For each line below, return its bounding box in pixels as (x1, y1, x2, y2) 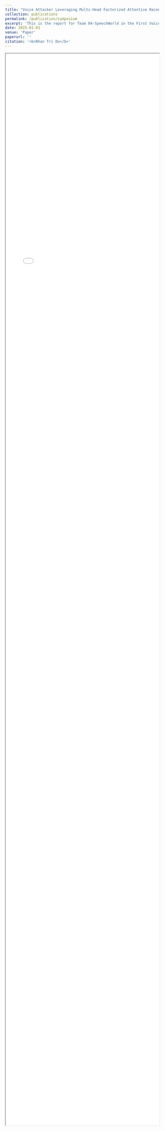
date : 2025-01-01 (5, 25, 41, 30)
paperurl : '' (5, 35, 32, 40)
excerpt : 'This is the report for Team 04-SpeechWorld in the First (5, 21, 147, 26)
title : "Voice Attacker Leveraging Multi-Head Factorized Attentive (5, 7, 147, 12)
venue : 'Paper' (5, 30, 36, 35)
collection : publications (5, 12, 58, 17)
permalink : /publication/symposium (5, 16, 78, 21)
